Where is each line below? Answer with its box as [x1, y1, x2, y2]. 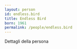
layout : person [4, 7, 36, 12]
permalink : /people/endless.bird [4, 25, 73, 30]
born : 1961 [4, 20, 27, 26]
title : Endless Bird [4, 16, 47, 21]
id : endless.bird [4, 12, 40, 16]
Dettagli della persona [4, 38, 49, 44]
